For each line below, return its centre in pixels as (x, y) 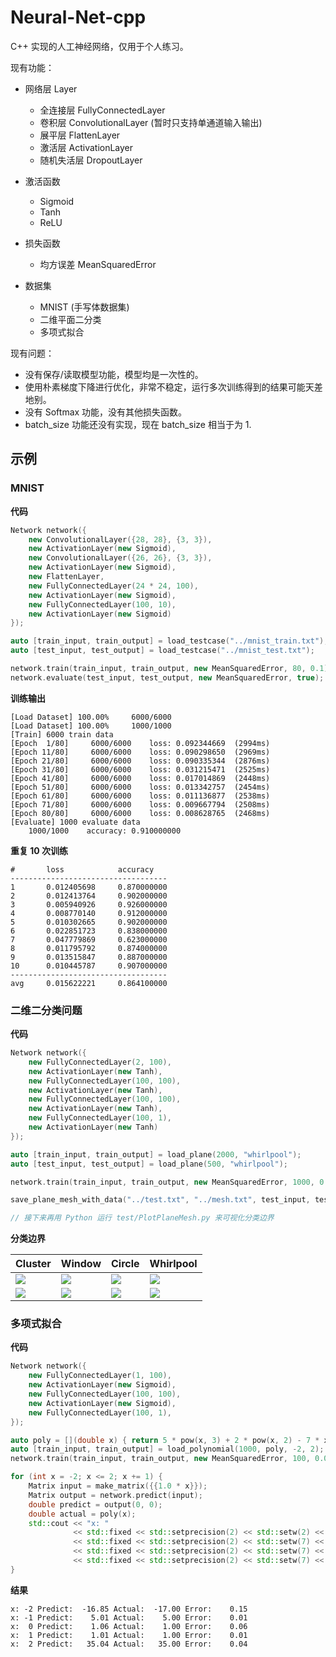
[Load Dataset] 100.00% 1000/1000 (91, 726)
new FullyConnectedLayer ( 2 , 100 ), (100, 1062)
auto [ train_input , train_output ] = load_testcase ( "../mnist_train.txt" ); (169, 641)
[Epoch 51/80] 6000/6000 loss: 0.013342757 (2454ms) (140, 787)
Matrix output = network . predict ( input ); (115, 1495)
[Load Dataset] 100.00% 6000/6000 (91, 717)
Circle (125, 1264)
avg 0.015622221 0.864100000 (89, 983)
